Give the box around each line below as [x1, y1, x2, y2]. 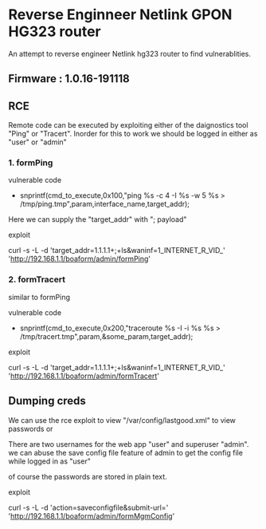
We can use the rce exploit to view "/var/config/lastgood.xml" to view [8, 415, 237, 424]
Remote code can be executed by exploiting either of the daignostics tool [8, 120, 248, 130]
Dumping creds [8, 394, 86, 408]
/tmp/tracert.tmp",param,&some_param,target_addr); [19, 331, 194, 341]
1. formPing [8, 157, 53, 168]
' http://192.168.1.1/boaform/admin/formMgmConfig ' [8, 511, 175, 520]
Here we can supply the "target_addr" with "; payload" [8, 215, 187, 224]
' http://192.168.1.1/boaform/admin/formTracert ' [8, 371, 159, 381]
